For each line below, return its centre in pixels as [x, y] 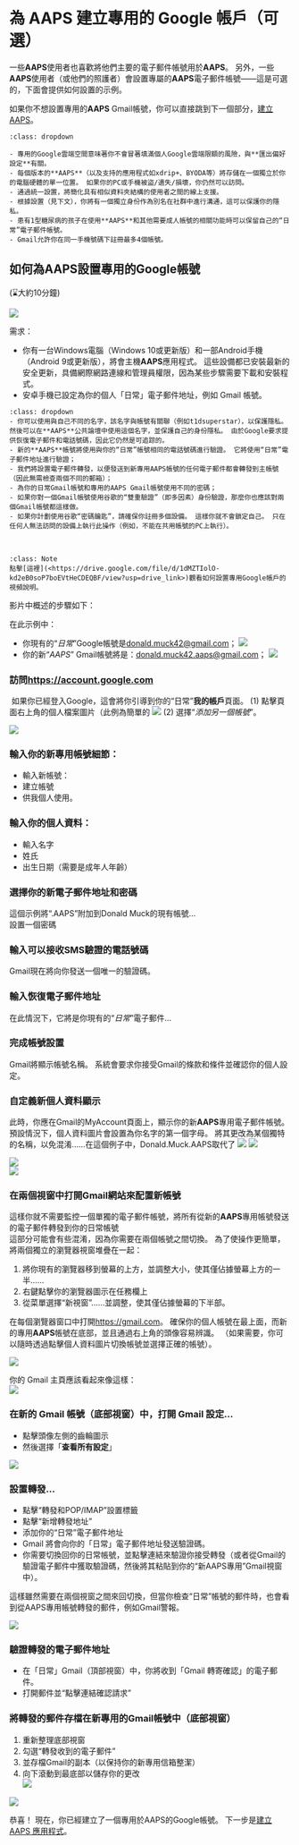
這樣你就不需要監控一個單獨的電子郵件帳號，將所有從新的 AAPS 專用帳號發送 [149, 1217]
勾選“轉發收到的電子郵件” [69, 1751]
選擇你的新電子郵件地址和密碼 [74, 892]
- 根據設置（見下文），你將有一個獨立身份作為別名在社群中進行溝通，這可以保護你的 [141, 201]
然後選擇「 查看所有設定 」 [69, 1447]
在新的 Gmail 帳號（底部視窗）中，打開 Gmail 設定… [121, 1415]
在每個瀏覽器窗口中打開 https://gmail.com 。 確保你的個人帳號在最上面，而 [144, 1322]
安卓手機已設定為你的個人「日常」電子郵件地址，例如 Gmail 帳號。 [145, 395]
